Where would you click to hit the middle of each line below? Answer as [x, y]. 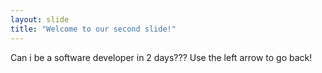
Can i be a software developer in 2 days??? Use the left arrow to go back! [161, 57]
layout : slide [40, 19]
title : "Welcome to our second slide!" [93, 29]
